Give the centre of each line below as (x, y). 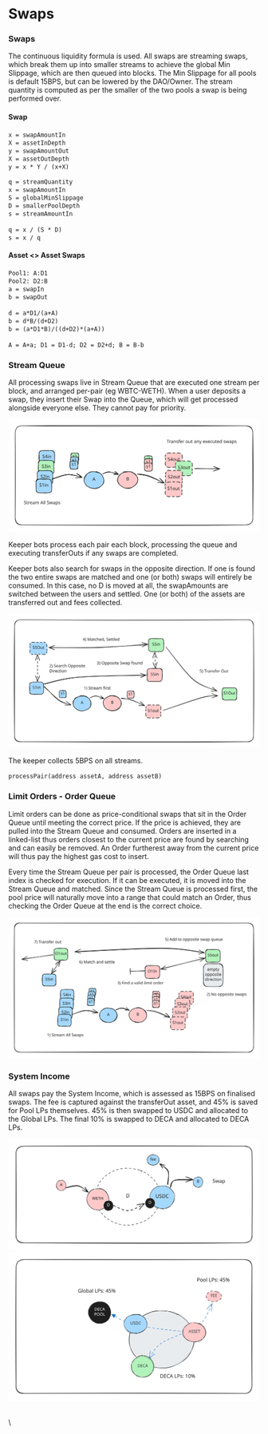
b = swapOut (28, 297)
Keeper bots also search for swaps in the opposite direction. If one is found (132, 568)
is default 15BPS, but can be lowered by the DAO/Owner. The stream (120, 81)
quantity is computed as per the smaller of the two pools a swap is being (128, 90)
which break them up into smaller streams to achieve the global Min (120, 65)
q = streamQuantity (41, 182)
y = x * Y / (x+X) (39, 167)
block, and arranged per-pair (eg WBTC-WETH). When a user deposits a (127, 391)
